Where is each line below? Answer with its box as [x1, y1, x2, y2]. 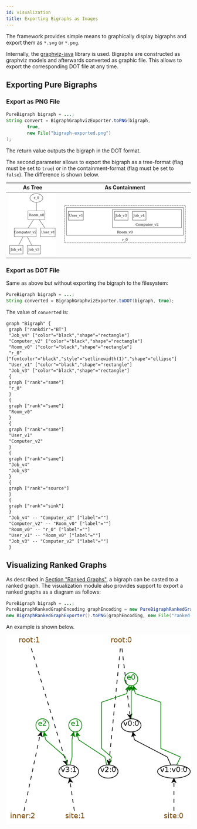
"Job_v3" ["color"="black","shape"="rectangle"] [8, 368, 130, 374]
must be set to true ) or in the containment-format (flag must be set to [6, 165, 174, 172]
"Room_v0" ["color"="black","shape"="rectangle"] [8, 344, 133, 350]
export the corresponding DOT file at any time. [6, 62, 118, 70]
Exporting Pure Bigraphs [6, 79, 98, 89]
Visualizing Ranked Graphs [6, 560, 107, 570]
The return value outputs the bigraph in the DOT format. [6, 147, 141, 154]
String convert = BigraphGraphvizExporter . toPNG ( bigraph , [6, 118, 151, 124]
